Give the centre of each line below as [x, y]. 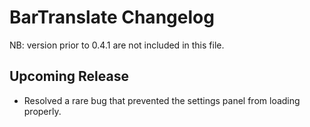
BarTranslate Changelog [112, 17]
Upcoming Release [69, 76]
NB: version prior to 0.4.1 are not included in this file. [117, 45]
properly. [42, 111]
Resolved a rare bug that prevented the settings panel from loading [162, 100]
